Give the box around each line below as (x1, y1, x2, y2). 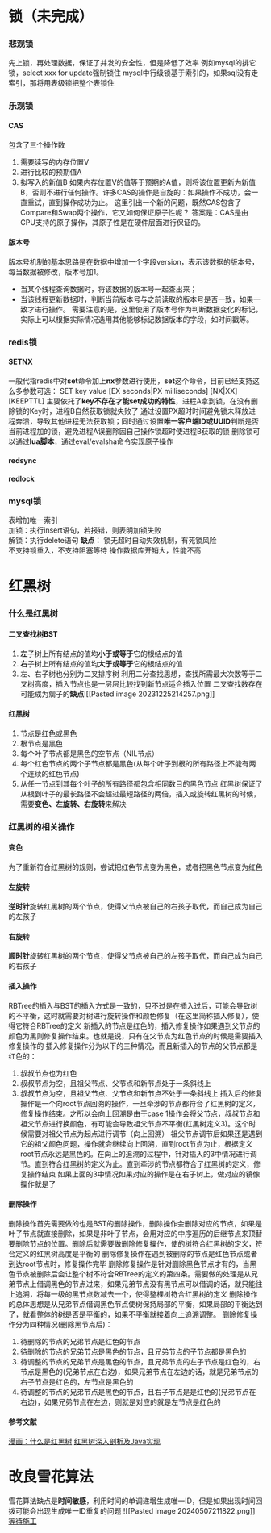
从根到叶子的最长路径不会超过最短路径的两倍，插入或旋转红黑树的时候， (19, 788, 261, 799)
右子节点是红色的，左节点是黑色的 (19, 1376, 134, 1386)
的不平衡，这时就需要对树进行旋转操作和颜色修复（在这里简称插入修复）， (8, 1010, 252, 1021)
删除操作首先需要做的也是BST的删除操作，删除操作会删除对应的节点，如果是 (8, 1218, 263, 1228)
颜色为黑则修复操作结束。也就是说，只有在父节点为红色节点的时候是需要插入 (8, 1030, 263, 1041)
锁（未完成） (8, 7, 94, 26)
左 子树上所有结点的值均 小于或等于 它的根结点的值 (19, 649, 183, 658)
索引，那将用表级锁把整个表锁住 (8, 78, 115, 88)
